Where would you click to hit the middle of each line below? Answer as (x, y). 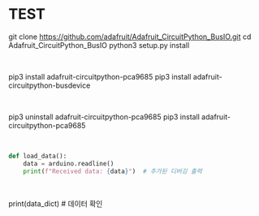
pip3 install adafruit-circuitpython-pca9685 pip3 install (100, 76)
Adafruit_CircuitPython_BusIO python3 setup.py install (99, 45)
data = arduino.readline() (69, 163)
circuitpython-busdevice (50, 85)
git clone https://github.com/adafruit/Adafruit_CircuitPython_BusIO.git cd (130, 37)
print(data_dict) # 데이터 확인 (56, 203)
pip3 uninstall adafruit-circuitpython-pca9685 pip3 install (104, 117)
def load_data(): (38, 156)
